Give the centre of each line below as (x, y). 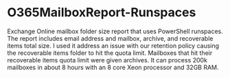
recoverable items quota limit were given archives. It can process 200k (107, 60)
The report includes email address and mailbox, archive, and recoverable (110, 38)
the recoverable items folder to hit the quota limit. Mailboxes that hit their (110, 53)
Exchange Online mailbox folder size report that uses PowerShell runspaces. (115, 31)
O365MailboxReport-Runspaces (102, 13)
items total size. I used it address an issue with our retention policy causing (113, 45)
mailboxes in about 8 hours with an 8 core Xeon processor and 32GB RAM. (113, 67)
